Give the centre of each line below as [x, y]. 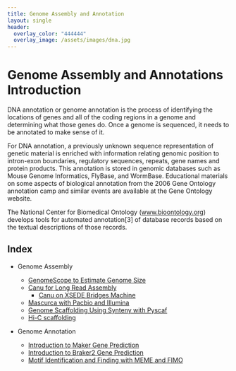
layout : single [30, 20]
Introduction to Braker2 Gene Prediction [86, 352]
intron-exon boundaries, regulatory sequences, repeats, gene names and [113, 161]
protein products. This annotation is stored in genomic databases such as [114, 169]
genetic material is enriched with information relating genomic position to [113, 153]
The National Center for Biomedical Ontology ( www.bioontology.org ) [107, 212]
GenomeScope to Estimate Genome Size [87, 280]
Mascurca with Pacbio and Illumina [79, 302]
